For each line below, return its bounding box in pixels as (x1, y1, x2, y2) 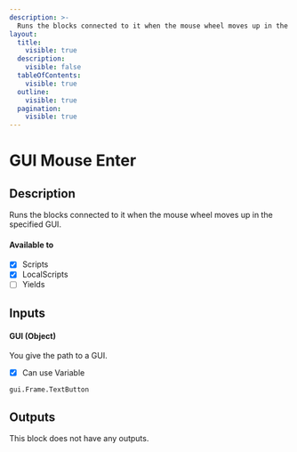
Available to (9, 239, 54, 250)
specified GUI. (9, 219, 62, 230)
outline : (17, 87, 50, 96)
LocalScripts (21, 269, 68, 280)
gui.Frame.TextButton (9, 385, 90, 394)
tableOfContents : (17, 71, 82, 80)
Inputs (9, 305, 46, 320)
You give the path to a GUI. (9, 351, 108, 361)
